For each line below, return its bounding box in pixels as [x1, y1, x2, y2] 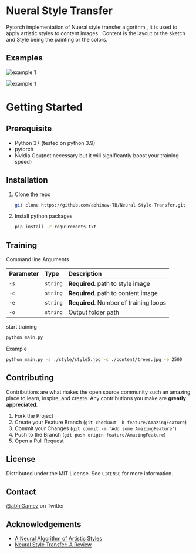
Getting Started [6, 100, 83, 114]
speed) [14, 158, 32, 165]
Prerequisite [6, 124, 52, 134]
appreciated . [6, 401, 38, 408]
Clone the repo [14, 191, 51, 198]
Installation [6, 175, 48, 185]
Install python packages [14, 212, 73, 219]
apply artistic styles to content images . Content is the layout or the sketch [6, 29, 186, 36]
